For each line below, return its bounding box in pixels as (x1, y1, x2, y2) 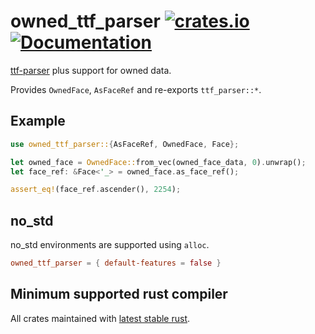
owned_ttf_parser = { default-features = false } (10, 258, 222, 269)
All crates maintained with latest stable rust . (10, 312, 191, 324)
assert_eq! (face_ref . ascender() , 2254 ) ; (10, 185, 182, 195)
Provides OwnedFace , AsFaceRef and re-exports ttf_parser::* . (10, 83, 262, 95)
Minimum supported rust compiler (10, 286, 228, 303)
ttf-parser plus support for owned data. (10, 64, 172, 76)
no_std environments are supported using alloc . (10, 239, 210, 251)
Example (10, 113, 66, 130)
